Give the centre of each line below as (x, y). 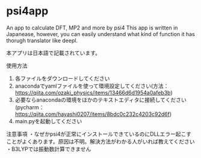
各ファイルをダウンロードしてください (62, 78)
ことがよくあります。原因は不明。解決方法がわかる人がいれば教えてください (100, 141)
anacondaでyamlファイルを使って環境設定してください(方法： (92, 86)
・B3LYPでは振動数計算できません (49, 149)
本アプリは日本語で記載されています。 (54, 53)
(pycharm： (29, 107)
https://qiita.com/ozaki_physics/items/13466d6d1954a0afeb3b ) (94, 93)
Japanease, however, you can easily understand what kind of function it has (101, 34)
